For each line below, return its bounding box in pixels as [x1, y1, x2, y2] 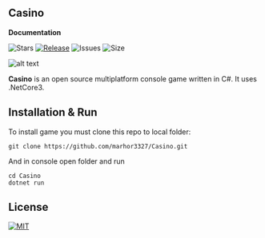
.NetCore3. [8, 82, 45, 92]
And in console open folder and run [8, 156, 126, 166]
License [8, 200, 49, 214]
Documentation [8, 27, 62, 37]
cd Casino [8, 172, 42, 180]
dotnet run [8, 179, 45, 187]
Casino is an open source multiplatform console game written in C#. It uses [8, 73, 258, 83]
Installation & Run [8, 105, 98, 119]
